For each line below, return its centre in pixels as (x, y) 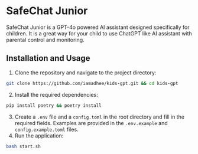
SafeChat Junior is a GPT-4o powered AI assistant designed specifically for (98, 27)
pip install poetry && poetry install (54, 105)
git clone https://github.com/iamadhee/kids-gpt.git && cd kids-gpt (92, 83)
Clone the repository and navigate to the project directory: (85, 73)
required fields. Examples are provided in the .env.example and (91, 123)
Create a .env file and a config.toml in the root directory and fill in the (100, 117)
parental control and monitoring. (45, 40)
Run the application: (39, 135)
